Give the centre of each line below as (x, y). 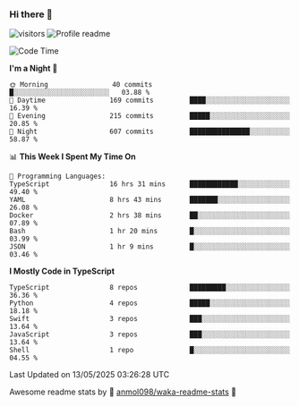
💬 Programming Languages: (57, 177)
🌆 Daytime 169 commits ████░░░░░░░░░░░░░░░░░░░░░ (150, 101)
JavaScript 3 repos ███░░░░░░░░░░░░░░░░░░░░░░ (150, 334)
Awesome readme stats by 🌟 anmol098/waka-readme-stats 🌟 (123, 392)
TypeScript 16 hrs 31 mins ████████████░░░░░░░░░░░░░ (150, 184)
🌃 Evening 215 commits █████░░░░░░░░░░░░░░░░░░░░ (150, 116)
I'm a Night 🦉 (34, 68)
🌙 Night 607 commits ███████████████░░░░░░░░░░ (150, 132)
